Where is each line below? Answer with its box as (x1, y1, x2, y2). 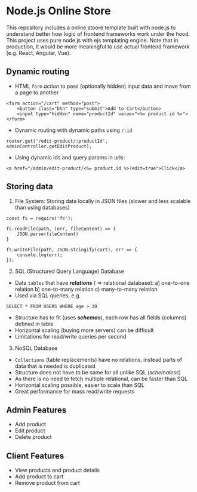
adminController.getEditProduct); (6, 143, 93, 149)
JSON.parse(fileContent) (17, 231, 79, 237)
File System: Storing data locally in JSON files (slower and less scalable (14, 197, 191, 204)
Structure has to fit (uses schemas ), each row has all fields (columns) (14, 313, 187, 321)
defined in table (14, 320, 54, 327)
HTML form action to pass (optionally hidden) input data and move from (14, 82, 191, 90)
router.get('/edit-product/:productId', (6, 138, 109, 144)
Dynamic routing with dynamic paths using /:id (14, 127, 133, 134)
